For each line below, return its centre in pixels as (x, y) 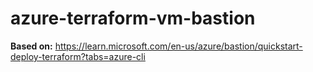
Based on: (31, 46)
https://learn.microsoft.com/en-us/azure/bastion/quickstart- (178, 46)
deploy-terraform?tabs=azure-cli (78, 56)
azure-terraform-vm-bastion (133, 18)
